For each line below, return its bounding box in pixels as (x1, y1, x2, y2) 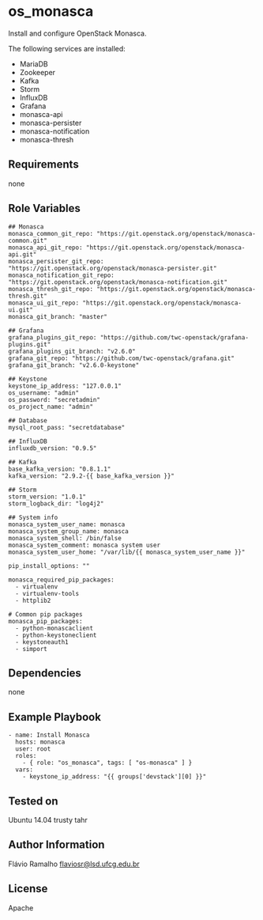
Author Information (8, 838, 105, 852)
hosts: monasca (15, 738, 66, 746)
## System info (8, 513, 58, 521)
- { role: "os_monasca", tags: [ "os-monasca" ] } (22, 759, 193, 767)
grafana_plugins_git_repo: (8, 333, 97, 342)
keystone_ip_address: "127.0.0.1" (8, 382, 122, 390)
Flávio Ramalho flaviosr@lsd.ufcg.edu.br (8, 859, 140, 869)
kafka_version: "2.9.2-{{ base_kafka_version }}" (8, 471, 175, 480)
